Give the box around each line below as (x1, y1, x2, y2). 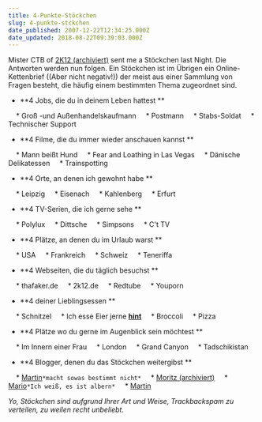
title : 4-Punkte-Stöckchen (8, 11, 97, 20)
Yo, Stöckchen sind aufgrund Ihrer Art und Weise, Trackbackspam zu (8, 397, 234, 406)
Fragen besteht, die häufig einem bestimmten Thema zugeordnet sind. (8, 81, 238, 90)
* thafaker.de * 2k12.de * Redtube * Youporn (15, 281, 184, 291)
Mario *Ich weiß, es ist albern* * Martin (8, 381, 152, 391)
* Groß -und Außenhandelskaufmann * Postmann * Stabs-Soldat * (15, 111, 255, 121)
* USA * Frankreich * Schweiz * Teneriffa (15, 251, 173, 260)
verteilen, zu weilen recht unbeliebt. (8, 405, 125, 415)
